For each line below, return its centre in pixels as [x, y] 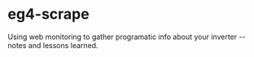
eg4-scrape [49, 14]
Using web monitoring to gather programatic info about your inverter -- [127, 37]
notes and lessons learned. [53, 45]
